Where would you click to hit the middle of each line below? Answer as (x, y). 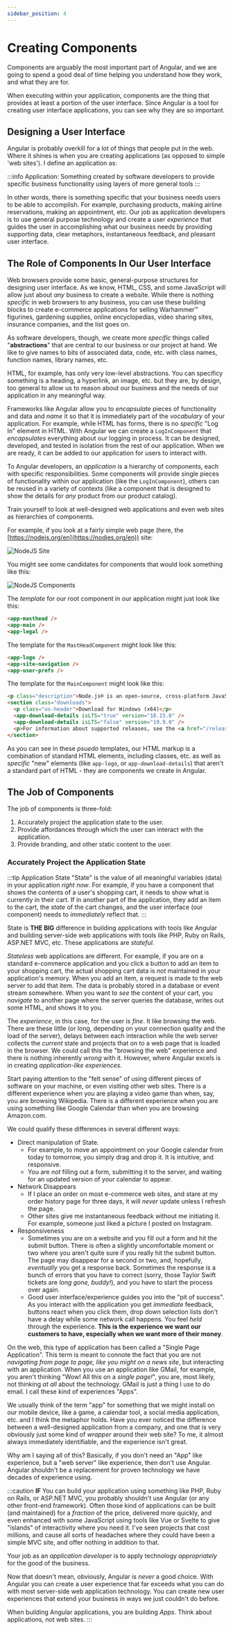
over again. (44, 1290)
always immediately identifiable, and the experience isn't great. (97, 1441)
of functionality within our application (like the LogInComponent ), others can (113, 481)
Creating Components (72, 47)
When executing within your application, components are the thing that (109, 95)
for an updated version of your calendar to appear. (100, 1179)
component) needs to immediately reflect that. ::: (77, 914)
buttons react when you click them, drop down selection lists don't (123, 1312)
